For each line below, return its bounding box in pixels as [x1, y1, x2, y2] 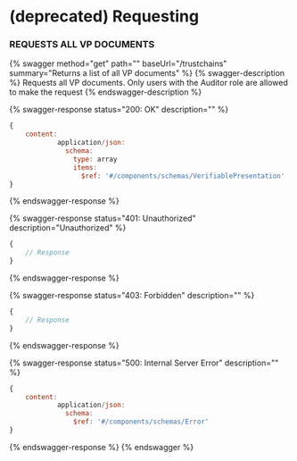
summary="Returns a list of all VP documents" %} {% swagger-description [9, 68, 285, 79]
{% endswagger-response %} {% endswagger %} [9, 441, 194, 452]
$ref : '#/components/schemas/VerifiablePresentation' [80, 172, 285, 180]
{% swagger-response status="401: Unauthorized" [9, 213, 196, 224]
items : [72, 163, 98, 172]
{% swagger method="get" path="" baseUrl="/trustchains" [9, 58, 227, 69]
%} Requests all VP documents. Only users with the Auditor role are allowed [9, 78, 288, 88]
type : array [72, 155, 118, 163]
